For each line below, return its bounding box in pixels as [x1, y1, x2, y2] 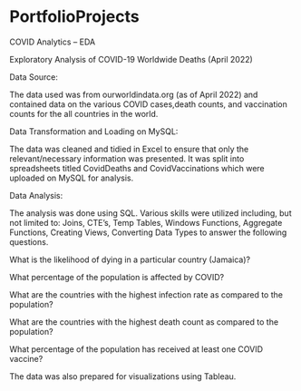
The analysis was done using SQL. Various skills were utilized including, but [9, 207, 292, 219]
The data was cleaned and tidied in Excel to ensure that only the [9, 143, 249, 154]
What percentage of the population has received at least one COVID [9, 343, 264, 355]
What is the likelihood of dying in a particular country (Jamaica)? [9, 254, 251, 265]
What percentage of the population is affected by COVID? [9, 271, 225, 282]
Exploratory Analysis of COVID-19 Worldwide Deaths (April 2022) [9, 54, 254, 64]
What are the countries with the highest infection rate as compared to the [9, 288, 284, 300]
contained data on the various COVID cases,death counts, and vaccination [9, 98, 288, 110]
